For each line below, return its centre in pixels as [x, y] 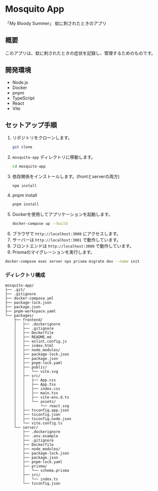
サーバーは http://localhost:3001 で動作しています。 [67, 240]
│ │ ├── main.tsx [36, 393]
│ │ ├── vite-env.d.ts [42, 397]
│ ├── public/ [31, 367]
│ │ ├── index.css [37, 389]
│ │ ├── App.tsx [35, 384]
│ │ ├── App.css [35, 380]
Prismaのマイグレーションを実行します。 [53, 252]
